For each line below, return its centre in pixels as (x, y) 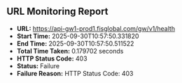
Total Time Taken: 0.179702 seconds (70, 51)
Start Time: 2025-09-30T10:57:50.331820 (78, 36)
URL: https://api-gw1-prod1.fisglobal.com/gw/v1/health (96, 28)
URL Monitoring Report (58, 12)
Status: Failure (38, 65)
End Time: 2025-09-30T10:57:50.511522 (75, 43)
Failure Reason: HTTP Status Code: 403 (75, 73)
